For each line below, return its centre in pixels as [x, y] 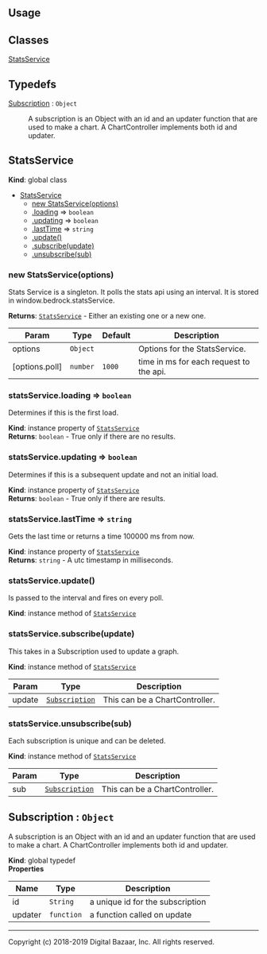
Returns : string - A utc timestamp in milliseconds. [91, 560]
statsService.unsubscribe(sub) [70, 724]
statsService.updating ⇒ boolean [73, 458]
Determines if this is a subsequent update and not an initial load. [113, 474]
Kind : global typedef [42, 860]
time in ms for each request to [194, 362]
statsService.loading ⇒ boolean [70, 396]
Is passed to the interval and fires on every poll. [86, 598]
